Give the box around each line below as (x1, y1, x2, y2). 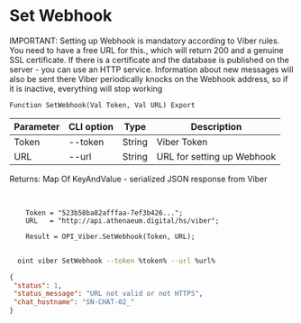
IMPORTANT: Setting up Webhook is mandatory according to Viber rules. (9, 35, 280, 46)
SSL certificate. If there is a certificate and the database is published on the (9, 54, 290, 65)
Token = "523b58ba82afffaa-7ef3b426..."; (25, 208, 183, 217)
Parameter (14, 120, 60, 133)
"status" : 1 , (13, 281, 63, 290)
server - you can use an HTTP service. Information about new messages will (9, 64, 294, 75)
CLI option (68, 120, 114, 133)
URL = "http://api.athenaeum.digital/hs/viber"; (25, 216, 220, 226)
